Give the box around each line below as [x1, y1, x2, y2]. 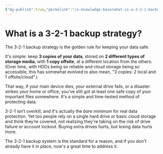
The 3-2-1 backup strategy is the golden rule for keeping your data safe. [5, 44, 149, 50]
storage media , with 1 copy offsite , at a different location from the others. [5, 59, 153, 64]
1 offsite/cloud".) [5, 74, 38, 80]
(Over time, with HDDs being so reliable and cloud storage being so [5, 63, 140, 69]
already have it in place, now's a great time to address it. [5, 143, 118, 149]
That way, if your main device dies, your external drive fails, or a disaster [5, 83, 150, 89]
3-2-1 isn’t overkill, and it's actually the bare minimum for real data [5, 108, 138, 114]
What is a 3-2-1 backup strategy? [5, 28, 142, 39]
